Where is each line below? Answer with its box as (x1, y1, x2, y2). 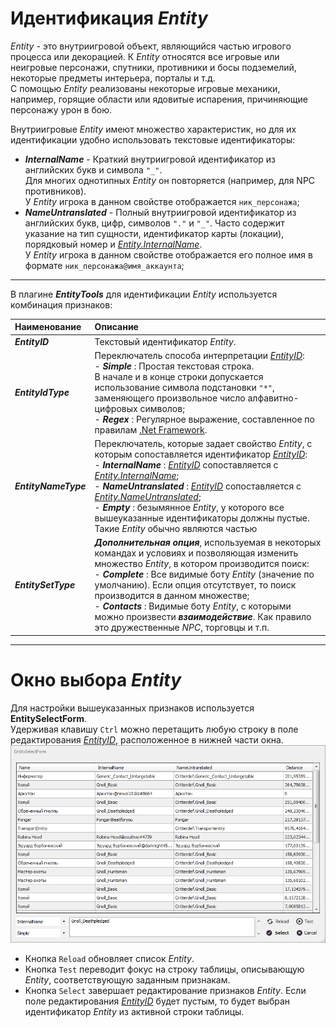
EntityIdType (14, 387, 70, 399)
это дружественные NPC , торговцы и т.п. (94, 622, 270, 634)
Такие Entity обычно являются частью (94, 523, 258, 535)
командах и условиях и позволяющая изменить (94, 547, 299, 559)
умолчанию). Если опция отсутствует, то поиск (94, 579, 297, 591)
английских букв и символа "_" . (24, 163, 163, 176)
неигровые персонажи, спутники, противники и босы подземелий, (10, 61, 297, 73)
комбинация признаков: (10, 298, 113, 311)
